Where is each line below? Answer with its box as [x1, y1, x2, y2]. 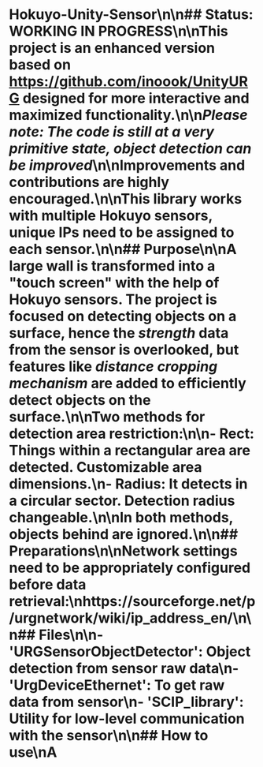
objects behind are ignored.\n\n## [9, 526, 239, 544]
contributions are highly [9, 174, 170, 191]
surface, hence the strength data [9, 324, 229, 342]
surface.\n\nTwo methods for [9, 408, 206, 426]
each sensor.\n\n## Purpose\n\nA [9, 241, 237, 258]
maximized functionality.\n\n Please [9, 107, 248, 124]
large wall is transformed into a [9, 257, 216, 275]
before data [9, 576, 87, 593]
